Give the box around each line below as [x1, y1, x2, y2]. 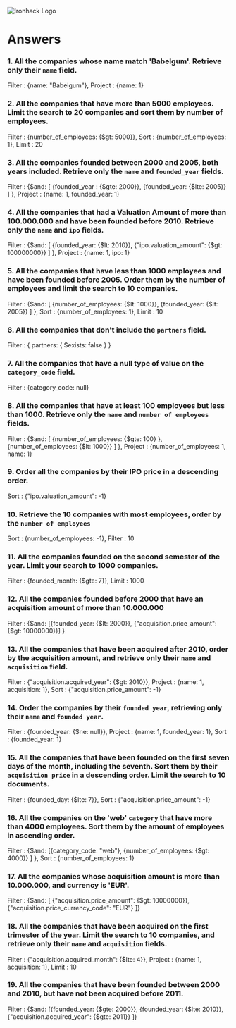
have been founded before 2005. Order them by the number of [7, 275, 225, 285]
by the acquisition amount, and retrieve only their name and [7, 652, 211, 662]
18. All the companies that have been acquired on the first [7, 922, 209, 931]
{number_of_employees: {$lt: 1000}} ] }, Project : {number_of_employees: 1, [7, 442, 226, 450]
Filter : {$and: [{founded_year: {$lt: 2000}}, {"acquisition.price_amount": [7, 619, 217, 627]
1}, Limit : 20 [7, 140, 44, 148]
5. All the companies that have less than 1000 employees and [7, 266, 221, 276]
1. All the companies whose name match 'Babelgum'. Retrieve [7, 56, 222, 66]
